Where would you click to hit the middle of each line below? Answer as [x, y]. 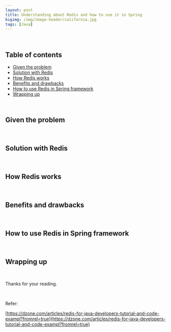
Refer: [12, 303]
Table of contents [34, 55]
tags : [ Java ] [19, 24]
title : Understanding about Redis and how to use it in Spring [74, 15]
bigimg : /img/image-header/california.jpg [51, 19]
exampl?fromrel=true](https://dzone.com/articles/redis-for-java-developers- [85, 319]
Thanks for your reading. [31, 284]
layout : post [19, 10]
